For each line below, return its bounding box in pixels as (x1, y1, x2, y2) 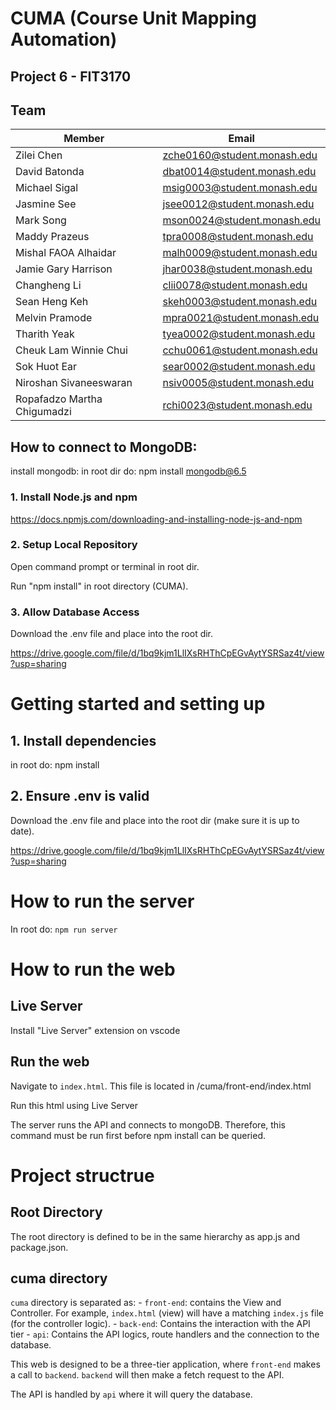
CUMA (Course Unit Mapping (10, 7, 257, 30)
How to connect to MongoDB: (10, 438, 198, 456)
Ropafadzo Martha (15, 392, 103, 406)
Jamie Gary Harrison (15, 262, 113, 276)
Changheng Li (15, 278, 82, 292)
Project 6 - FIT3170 (10, 68, 132, 85)
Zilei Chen (15, 148, 63, 162)
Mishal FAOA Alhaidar (15, 246, 117, 260)
